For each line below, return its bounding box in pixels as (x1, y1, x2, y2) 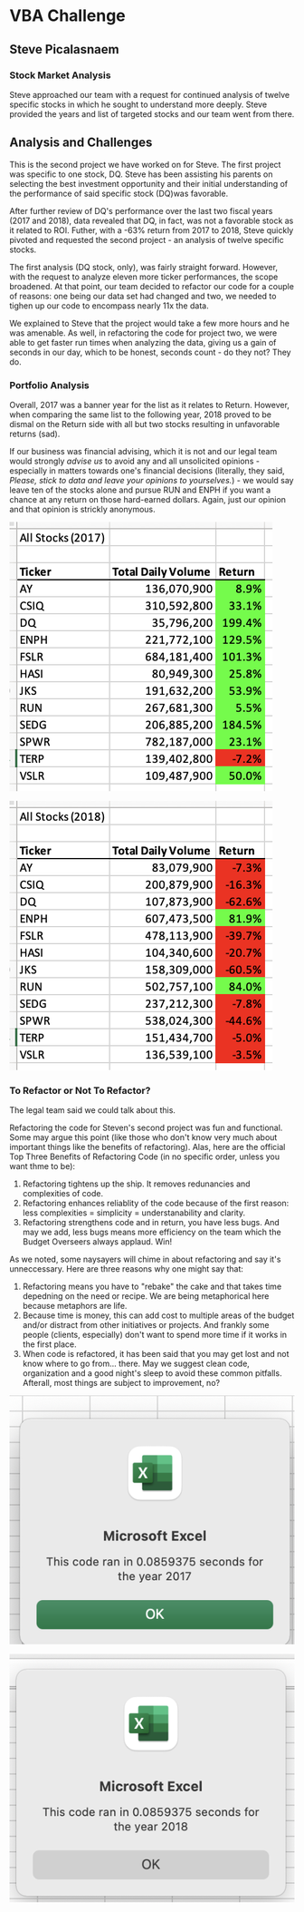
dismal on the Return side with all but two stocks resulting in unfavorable (9, 418, 280, 429)
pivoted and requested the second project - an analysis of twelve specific (9, 234, 284, 245)
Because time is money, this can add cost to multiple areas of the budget (22, 1310, 295, 1321)
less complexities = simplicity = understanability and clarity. (22, 1207, 246, 1218)
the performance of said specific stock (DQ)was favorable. (9, 188, 229, 199)
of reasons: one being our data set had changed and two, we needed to (9, 290, 277, 301)
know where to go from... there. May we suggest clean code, (22, 1358, 251, 1370)
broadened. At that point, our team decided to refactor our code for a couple (9, 280, 294, 291)
